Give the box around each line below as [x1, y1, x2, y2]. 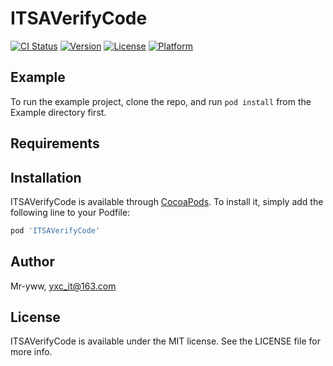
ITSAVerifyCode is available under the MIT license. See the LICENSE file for [10, 335, 321, 347]
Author [10, 253, 55, 271]
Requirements [10, 135, 100, 152]
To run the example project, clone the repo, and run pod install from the [10, 95, 312, 107]
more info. [10, 346, 53, 358]
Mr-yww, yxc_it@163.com [10, 280, 117, 292]
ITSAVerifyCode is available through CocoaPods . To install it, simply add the [10, 195, 324, 207]
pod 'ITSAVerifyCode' [10, 225, 101, 236]
